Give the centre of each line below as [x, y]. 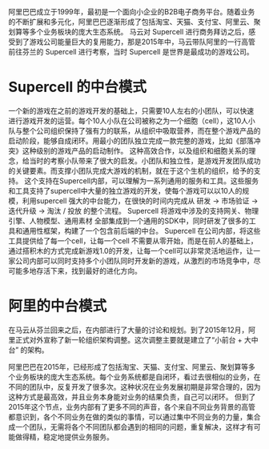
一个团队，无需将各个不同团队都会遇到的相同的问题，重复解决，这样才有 [134, 427]
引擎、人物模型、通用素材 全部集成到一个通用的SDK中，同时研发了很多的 [129, 220]
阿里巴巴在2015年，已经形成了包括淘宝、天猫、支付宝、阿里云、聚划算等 [128, 367]
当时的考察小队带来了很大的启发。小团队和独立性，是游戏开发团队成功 [145, 160]
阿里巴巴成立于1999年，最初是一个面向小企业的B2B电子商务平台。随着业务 [132, 12]
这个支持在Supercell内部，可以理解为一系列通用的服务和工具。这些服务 [141, 180]
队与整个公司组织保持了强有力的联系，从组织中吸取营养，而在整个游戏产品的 [134, 130]
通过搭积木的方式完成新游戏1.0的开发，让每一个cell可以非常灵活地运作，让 [131, 251]
